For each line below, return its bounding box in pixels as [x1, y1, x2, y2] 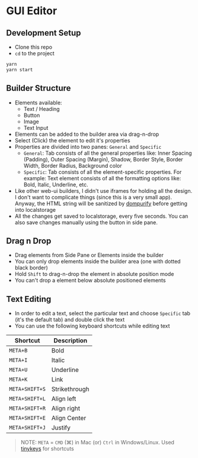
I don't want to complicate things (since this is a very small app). [14, 193, 172, 201]
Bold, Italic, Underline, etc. [23, 181, 89, 188]
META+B [9, 347, 28, 354]
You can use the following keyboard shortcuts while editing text [14, 322, 170, 330]
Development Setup [6, 28, 81, 38]
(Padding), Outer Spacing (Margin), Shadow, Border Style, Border [23, 155, 184, 163]
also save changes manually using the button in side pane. [14, 218, 158, 226]
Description [53, 336, 88, 345]
